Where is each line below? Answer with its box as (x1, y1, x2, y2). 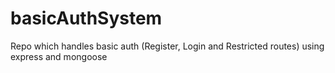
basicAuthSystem (10, 7, 163, 30)
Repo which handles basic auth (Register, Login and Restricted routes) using (10, 40, 325, 52)
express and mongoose (10, 50, 108, 62)
